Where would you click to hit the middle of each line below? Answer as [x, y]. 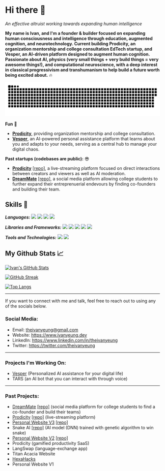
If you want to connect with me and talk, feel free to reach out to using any [81, 301]
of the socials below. [26, 306]
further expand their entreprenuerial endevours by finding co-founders [84, 184]
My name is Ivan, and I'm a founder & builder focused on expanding [75, 33]
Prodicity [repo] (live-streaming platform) [54, 417]
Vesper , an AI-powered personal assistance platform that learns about [84, 139]
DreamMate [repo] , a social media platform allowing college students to [85, 179]
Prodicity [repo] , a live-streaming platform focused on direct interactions [86, 168]
